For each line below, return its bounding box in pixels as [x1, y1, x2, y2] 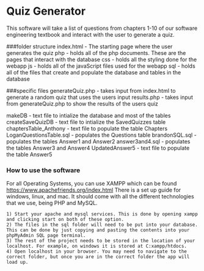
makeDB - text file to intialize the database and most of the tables [6, 112, 171, 119]
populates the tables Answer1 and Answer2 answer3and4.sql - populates [6, 137, 191, 145]
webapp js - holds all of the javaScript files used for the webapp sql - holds [6, 62, 195, 70]
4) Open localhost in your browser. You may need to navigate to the [6, 248, 188, 255]
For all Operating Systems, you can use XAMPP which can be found [6, 180, 177, 187]
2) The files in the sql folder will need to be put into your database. [6, 222, 199, 228]
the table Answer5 [6, 151, 53, 158]
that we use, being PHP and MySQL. [6, 200, 98, 207]
